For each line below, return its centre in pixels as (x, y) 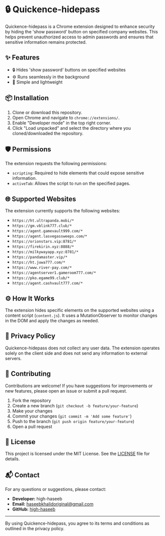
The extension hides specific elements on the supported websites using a (80, 310)
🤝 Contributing (28, 374)
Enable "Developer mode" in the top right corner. (62, 123)
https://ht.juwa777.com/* (39, 263)
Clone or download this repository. (47, 112)
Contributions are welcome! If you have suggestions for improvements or (79, 386)
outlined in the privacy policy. (35, 529)
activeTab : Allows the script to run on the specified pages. (71, 183)
